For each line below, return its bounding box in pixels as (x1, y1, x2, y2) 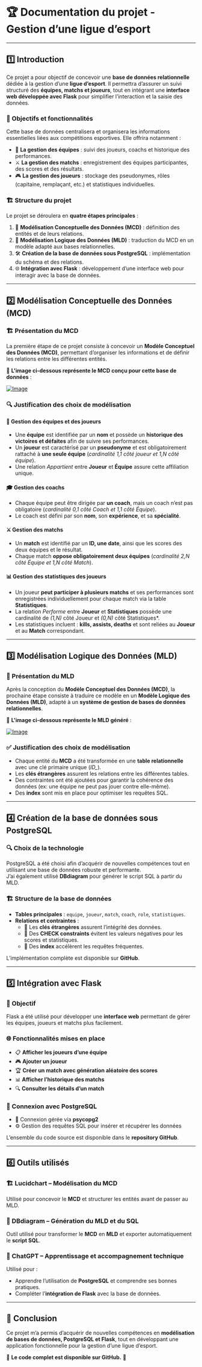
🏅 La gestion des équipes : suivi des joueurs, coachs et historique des (14, 146, 190, 153)
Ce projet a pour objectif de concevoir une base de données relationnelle (6, 74, 190, 81)
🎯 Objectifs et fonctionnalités (6, 114, 93, 122)
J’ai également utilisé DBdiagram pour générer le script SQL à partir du (6, 873, 182, 880)
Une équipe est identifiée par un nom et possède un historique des (14, 431, 183, 439)
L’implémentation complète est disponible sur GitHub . (6, 954, 140, 962)
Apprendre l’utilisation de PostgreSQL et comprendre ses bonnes (14, 1277, 177, 1284)
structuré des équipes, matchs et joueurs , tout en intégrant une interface (6, 86, 190, 94)
